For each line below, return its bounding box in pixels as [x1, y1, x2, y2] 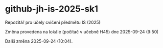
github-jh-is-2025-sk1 [5, 3, 98, 15]
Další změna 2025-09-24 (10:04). [5, 38, 73, 44]
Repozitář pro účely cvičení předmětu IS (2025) [5, 19, 101, 25]
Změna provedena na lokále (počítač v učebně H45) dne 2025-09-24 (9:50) [5, 29, 159, 34]
